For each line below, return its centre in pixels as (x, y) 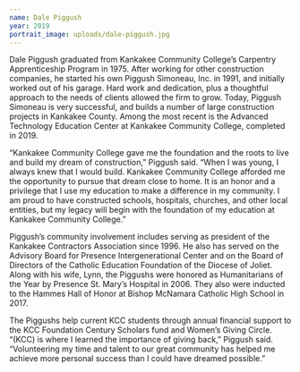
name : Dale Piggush (46, 17)
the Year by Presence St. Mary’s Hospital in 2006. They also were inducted (147, 284)
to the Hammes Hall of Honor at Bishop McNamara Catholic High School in (147, 294)
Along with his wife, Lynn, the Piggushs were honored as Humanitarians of (146, 275)
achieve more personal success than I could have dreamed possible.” (137, 359)
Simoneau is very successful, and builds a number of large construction (142, 107)
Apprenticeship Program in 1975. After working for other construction (137, 69)
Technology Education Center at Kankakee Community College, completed (147, 126)
